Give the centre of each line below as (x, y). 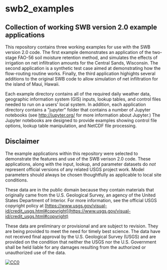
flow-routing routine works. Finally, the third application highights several (80, 73)
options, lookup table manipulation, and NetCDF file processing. (71, 126)
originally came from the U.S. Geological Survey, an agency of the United (80, 195)
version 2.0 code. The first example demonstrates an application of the (78, 52)
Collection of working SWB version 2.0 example (81, 27)
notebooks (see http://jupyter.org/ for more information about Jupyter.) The (83, 115)
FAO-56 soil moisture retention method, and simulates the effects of (87, 57)
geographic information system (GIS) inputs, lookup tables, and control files (83, 99)
